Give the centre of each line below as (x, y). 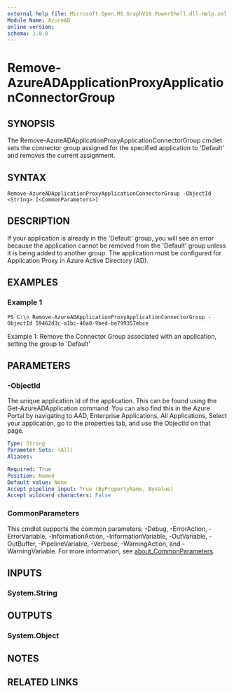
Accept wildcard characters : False (59, 495)
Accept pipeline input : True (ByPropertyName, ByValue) (90, 489)
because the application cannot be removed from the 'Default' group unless (117, 245)
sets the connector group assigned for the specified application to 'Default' (116, 148)
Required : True (29, 469)
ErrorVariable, (27, 536)
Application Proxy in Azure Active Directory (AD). (78, 260)
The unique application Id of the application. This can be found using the (112, 401)
